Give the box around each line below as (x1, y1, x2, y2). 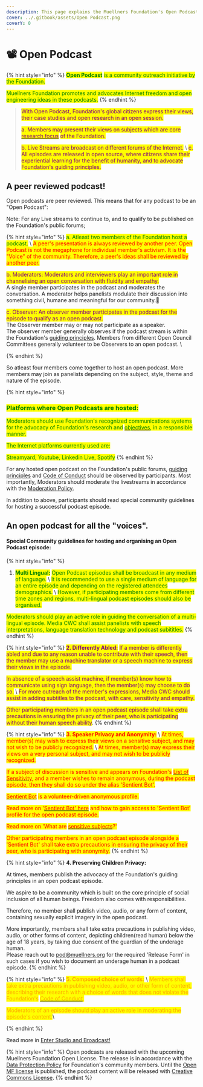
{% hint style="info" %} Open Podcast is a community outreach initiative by (6, 71, 195, 79)
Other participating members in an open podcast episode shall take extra (6, 706, 188, 713)
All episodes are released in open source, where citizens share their (21, 151, 190, 158)
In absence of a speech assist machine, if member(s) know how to (6, 675, 172, 682)
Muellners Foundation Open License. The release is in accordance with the (6, 1055, 193, 1062)
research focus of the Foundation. (21, 133, 106, 140)
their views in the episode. (6, 664, 72, 671)
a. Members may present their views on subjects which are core (21, 126, 181, 133)
